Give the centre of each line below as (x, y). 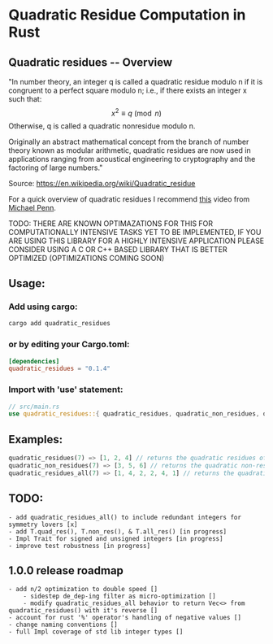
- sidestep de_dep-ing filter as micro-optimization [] (120, 596)
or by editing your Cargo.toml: (69, 345)
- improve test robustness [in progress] (80, 546)
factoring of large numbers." (56, 168)
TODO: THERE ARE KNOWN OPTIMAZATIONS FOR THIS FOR (111, 223)
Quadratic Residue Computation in (127, 15)
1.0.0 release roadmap (66, 570)
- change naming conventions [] (63, 625)
